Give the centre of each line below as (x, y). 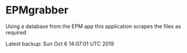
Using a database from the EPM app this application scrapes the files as (93, 26)
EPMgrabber (37, 10)
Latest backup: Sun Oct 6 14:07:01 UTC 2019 (60, 44)
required (16, 32)
